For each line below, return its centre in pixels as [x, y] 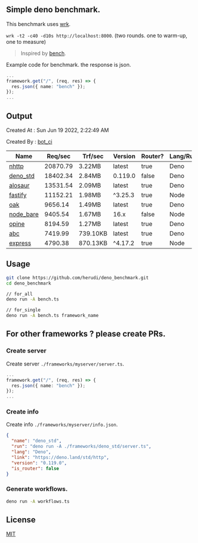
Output [19, 116]
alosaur [19, 185]
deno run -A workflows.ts [38, 501]
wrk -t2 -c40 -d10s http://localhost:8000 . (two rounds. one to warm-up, [97, 35]
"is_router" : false [35, 468]
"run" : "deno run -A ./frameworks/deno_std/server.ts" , [81, 447]
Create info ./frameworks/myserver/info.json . [62, 425]
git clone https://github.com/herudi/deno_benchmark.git [77, 277]
